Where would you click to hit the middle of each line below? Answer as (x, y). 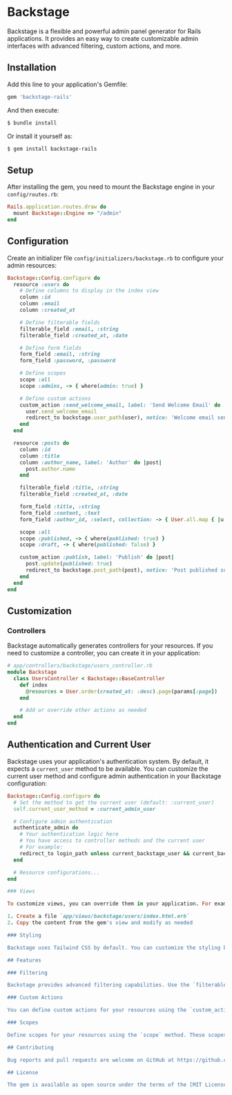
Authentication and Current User (79, 745)
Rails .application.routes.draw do (57, 207)
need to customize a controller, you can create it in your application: (104, 653)
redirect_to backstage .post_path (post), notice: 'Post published (121, 570)
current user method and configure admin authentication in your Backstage (114, 776)
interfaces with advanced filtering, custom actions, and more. (95, 46)
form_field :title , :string (60, 507)
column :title (40, 456)
